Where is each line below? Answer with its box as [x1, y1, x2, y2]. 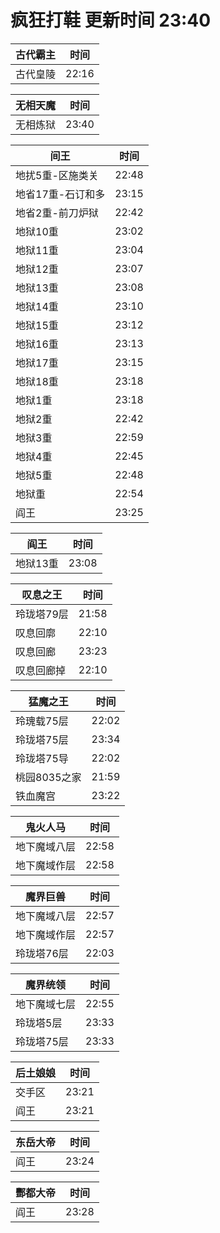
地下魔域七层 [15, 997, 77, 1011]
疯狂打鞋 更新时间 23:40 [10, 9, 212, 32]
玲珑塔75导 [15, 751, 69, 765]
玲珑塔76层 [15, 946, 69, 960]
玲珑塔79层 [15, 607, 69, 621]
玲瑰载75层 [15, 714, 69, 728]
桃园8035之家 [15, 770, 82, 784]
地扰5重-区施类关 [15, 168, 99, 182]
